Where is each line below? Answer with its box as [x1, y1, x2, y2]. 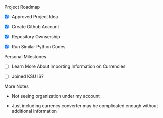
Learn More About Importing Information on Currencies [11, 63, 126, 69]
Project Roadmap [4, 4, 40, 10]
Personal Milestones [4, 54, 47, 60]
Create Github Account [11, 24, 59, 30]
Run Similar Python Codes [11, 44, 66, 50]
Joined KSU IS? [11, 73, 44, 79]
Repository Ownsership [11, 34, 60, 40]
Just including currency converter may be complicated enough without [11, 103, 158, 109]
